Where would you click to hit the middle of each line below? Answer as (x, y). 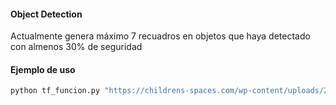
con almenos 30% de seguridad (76, 47)
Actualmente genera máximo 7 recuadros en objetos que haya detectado (160, 36)
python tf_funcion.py (55, 91)
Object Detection (46, 14)
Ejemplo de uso (43, 69)
